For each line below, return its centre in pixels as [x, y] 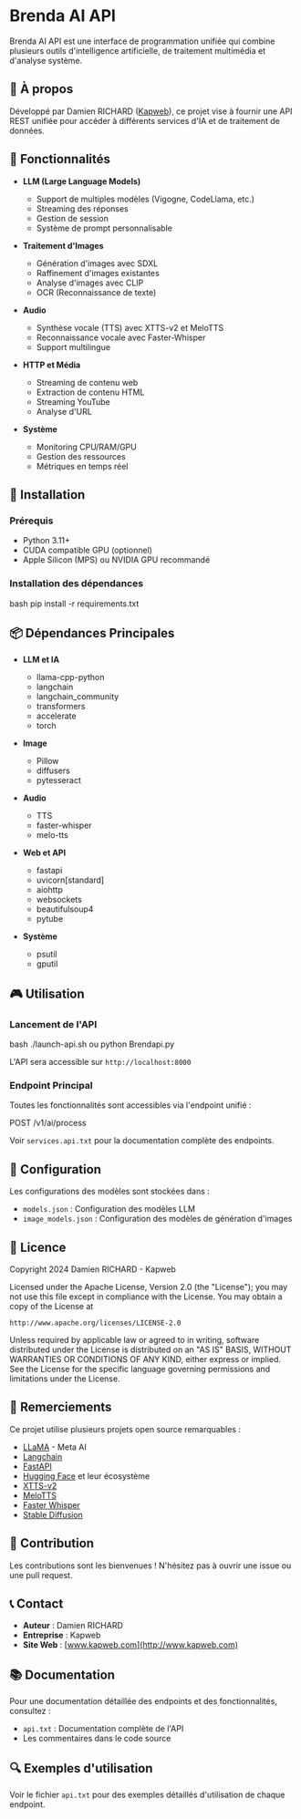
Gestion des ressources [81, 456]
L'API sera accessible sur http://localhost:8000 [100, 1062]
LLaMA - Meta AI [54, 1447]
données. [27, 130]
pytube [50, 919]
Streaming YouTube [73, 401]
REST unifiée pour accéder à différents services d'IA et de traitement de [145, 120]
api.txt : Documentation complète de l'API [103, 1729]
